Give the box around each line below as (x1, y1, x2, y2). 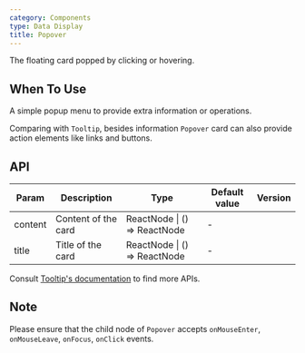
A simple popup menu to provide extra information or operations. (9, 105, 252, 116)
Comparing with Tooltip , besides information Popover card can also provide (9, 123, 292, 134)
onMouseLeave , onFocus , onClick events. (9, 333, 154, 344)
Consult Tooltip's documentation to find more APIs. (9, 273, 201, 284)
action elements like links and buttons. (9, 132, 152, 143)
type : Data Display (9, 22, 84, 31)
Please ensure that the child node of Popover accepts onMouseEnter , (9, 323, 261, 334)
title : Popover (9, 30, 67, 39)
